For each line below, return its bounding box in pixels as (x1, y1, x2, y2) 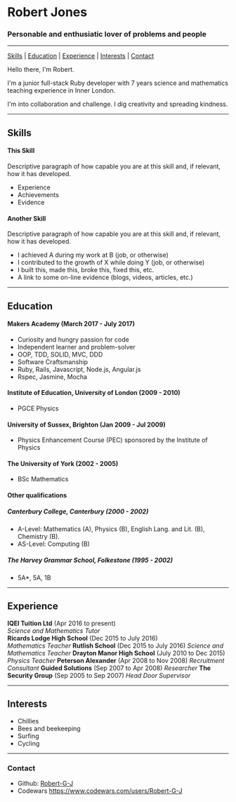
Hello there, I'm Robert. (7, 65, 75, 74)
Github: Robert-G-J (17, 779, 74, 787)
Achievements (17, 191, 60, 199)
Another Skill (7, 214, 46, 222)
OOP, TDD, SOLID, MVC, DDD (17, 350, 103, 359)
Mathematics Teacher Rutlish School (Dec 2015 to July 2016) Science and (7, 641, 223, 650)
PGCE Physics (17, 404, 59, 413)
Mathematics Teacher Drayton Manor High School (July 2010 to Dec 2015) (7, 648, 225, 657)
